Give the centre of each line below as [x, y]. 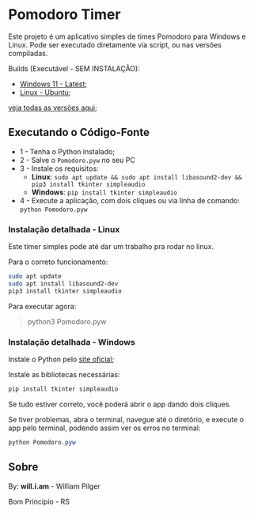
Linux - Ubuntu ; [45, 92]
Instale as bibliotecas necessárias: [64, 374]
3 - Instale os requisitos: [59, 168]
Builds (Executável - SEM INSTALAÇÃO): [74, 68]
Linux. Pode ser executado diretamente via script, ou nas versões [115, 44]
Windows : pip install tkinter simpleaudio [104, 192]
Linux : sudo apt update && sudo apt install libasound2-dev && [137, 176]
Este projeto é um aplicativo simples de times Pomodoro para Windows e [127, 36]
